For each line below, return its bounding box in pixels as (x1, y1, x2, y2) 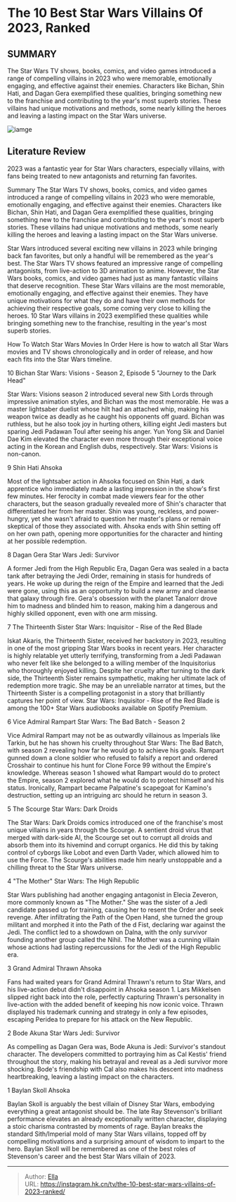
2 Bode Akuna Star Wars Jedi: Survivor (7, 1029, 120, 1037)
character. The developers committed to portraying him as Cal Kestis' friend (7, 1050, 227, 1058)
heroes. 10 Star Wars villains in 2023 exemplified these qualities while (7, 311, 209, 320)
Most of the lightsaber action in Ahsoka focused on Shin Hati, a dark (7, 477, 205, 485)
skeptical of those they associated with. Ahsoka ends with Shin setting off (7, 521, 221, 530)
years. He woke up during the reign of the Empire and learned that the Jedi (7, 579, 224, 588)
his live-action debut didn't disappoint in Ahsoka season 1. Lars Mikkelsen (7, 985, 221, 993)
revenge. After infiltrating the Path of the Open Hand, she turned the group (7, 912, 223, 921)
